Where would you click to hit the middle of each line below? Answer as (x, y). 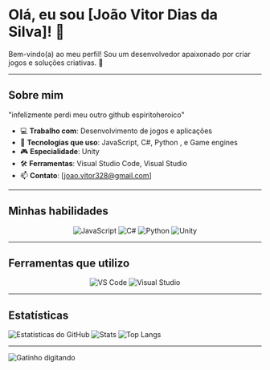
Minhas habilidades (58, 211)
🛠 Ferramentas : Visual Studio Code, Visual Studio (103, 163)
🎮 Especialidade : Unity (60, 151)
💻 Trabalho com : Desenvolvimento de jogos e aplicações (116, 131)
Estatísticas (39, 315)
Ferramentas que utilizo (69, 263)
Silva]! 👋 (37, 32)
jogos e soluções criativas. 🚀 (56, 63)
